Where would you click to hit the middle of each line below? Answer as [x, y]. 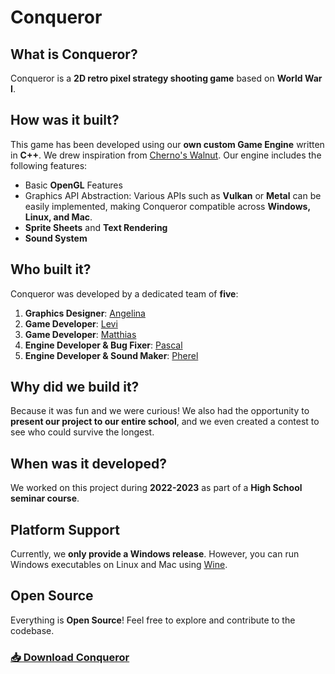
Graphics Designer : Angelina [85, 313]
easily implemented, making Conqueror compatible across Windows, [167, 206]
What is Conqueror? [74, 54]
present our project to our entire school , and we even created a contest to [165, 422]
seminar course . [45, 498]
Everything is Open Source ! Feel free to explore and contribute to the [153, 620]
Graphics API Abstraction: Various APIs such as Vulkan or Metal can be [173, 195]
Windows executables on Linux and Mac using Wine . [119, 565]
